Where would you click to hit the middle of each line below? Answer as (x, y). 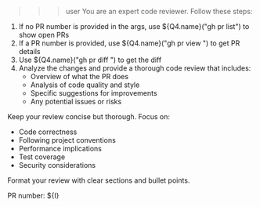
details (29, 51)
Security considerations (57, 165)
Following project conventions (67, 140)
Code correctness (48, 132)
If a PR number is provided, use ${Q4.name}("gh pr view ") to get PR (129, 43)
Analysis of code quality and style (85, 85)
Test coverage (42, 157)
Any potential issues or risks (76, 102)
